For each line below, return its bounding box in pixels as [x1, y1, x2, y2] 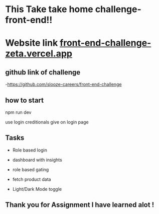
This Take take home [5, 4, 94, 15]
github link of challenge [5, 68, 81, 77]
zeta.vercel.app [5, 48, 73, 59]
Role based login [12, 147, 48, 153]
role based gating [12, 166, 49, 172]
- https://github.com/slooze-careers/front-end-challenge [5, 82, 122, 88]
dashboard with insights [12, 157, 63, 163]
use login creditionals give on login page [5, 119, 89, 125]
